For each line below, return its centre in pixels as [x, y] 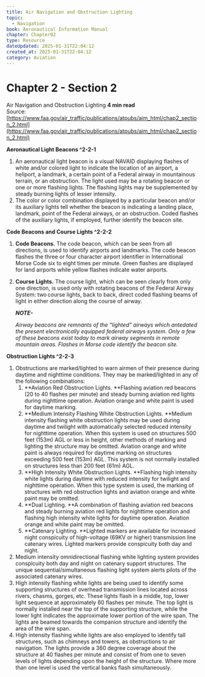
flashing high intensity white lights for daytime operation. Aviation [107, 518]
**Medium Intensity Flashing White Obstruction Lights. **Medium [108, 414]
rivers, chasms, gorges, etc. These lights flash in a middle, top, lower [102, 596]
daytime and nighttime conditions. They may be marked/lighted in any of [106, 374]
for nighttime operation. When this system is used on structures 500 [110, 433]
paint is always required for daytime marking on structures [98, 452]
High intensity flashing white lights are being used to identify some [99, 583]
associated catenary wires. [49, 576]
